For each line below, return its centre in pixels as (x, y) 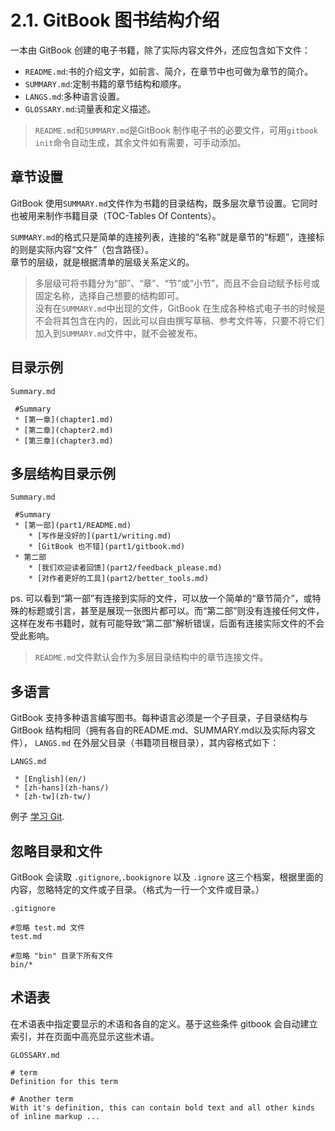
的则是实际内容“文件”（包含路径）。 (82, 249)
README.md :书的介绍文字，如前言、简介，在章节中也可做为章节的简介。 (169, 71)
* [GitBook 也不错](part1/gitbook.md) (107, 547)
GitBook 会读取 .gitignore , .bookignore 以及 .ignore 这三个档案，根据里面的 (167, 877)
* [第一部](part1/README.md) (73, 526)
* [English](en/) (50, 779)
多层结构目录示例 (63, 473)
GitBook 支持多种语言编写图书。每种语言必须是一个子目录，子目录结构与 (159, 718)
